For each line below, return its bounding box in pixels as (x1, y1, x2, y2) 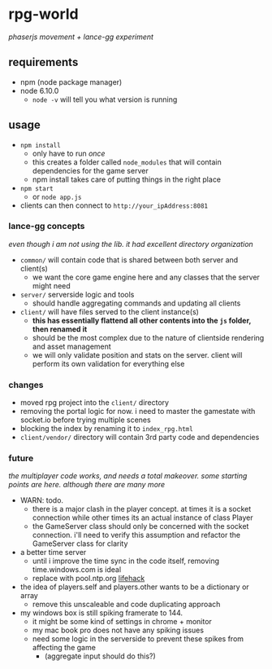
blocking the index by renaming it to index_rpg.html (19, 424, 193, 434)
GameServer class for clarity (32, 539, 128, 548)
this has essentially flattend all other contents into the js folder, (32, 315, 252, 325)
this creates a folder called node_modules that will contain (32, 156, 222, 167)
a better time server (19, 548, 87, 557)
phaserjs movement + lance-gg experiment (8, 32, 154, 42)
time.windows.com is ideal (32, 565, 122, 574)
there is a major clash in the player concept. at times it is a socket (32, 504, 252, 514)
